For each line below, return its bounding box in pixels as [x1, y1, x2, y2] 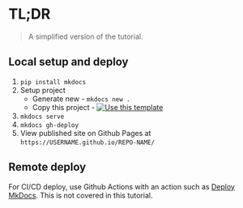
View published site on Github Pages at [19, 128, 151, 138]
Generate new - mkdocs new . [32, 94, 131, 104]
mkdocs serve [19, 112, 65, 121]
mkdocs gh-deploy [19, 121, 79, 129]
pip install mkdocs [19, 78, 87, 86]
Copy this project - [32, 102, 96, 112]
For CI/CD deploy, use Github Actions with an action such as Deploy [8, 181, 235, 191]
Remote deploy [8, 160, 87, 174]
